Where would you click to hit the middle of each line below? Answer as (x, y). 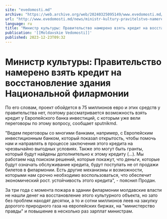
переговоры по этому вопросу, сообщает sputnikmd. (61, 123)
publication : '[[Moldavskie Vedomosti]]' (49, 33)
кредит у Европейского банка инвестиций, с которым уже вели (73, 118)
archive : (14, 14)
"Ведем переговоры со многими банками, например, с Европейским (79, 133)
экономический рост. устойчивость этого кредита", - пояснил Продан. (81, 180)
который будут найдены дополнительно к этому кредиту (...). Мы (75, 154)
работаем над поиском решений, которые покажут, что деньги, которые (83, 159)
